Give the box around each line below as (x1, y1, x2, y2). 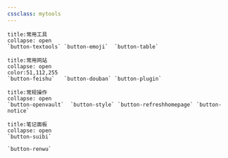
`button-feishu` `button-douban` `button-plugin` (7, 75, 162, 82)
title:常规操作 (7, 88, 48, 96)
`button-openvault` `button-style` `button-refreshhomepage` (7, 101, 194, 108)
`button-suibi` (7, 133, 52, 140)
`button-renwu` (7, 145, 52, 152)
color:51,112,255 (7, 69, 58, 76)
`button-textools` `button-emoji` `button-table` (7, 43, 159, 50)
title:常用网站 (7, 57, 48, 64)
